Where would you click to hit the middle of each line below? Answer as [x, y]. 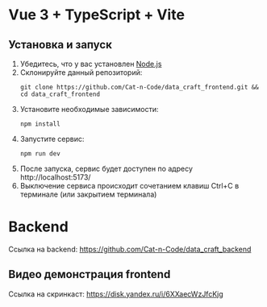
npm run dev [40, 154]
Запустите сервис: [52, 139]
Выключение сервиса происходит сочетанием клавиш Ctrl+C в [129, 186]
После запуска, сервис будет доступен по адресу [106, 168]
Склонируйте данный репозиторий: [81, 73]
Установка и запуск [60, 45]
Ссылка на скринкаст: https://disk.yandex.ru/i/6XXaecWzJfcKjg [116, 294]
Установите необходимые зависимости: [89, 109]
